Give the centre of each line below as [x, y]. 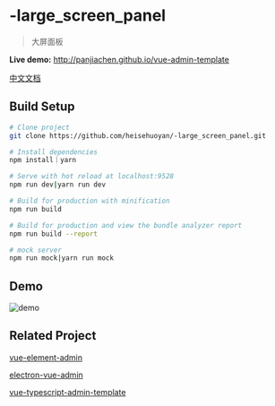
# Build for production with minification [90, 201]
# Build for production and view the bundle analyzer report [126, 225]
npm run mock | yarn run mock [62, 258]
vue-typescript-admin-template [68, 392]
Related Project [53, 336]
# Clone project [39, 127]
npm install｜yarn [43, 160]
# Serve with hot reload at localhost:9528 [92, 177]
